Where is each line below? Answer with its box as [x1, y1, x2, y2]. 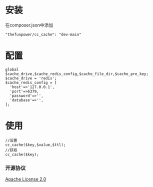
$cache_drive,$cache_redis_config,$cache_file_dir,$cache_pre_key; [5, 71, 149, 76]
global [5, 67, 19, 72]
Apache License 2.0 [5, 176, 46, 182]
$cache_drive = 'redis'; [5, 75, 57, 80]
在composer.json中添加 [5, 22, 53, 28]
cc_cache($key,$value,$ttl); [5, 142, 66, 147]
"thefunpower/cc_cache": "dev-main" [5, 32, 81, 37]
